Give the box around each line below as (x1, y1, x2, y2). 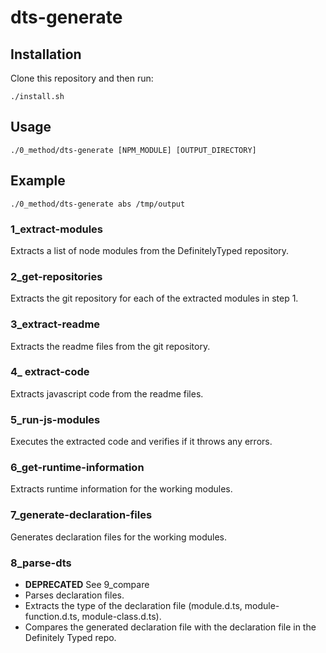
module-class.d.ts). (81, 611, 162, 622)
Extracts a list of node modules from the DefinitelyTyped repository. (10, 244, 290, 256)
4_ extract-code (10, 365, 90, 379)
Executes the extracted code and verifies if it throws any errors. (10, 436, 273, 448)
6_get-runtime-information (10, 461, 145, 475)
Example (10, 172, 66, 190)
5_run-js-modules (10, 412, 101, 426)
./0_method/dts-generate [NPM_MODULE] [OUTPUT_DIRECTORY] (10, 145, 257, 155)
